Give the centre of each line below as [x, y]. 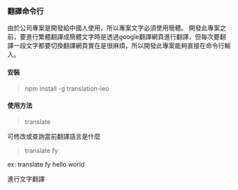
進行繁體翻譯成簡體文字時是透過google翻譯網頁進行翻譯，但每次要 [123, 37]
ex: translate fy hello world [46, 164]
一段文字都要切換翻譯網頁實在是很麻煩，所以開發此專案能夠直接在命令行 [119, 46]
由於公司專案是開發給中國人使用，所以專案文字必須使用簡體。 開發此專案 [114, 28]
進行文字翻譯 [26, 179]
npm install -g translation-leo [67, 88]
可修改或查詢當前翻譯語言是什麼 [54, 136]
